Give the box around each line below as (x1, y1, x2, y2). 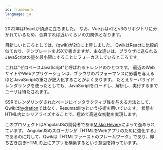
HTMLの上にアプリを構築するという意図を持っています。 (26, 139, 140, 146)
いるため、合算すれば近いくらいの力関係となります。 (18, 32, 124, 37)
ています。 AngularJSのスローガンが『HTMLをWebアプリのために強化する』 (5, 127, 159, 133)
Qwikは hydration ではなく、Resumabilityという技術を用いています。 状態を (5, 105, 154, 111)
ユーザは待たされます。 (5, 88, 52, 95)
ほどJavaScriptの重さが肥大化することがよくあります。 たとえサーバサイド (5, 76, 155, 83)
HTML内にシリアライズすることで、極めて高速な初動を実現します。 (5, 111, 140, 117)
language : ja (5, 12, 32, 17)
